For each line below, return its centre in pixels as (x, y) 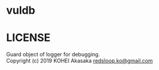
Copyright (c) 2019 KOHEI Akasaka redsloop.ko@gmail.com (80, 61)
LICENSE (28, 38)
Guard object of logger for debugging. (53, 54)
